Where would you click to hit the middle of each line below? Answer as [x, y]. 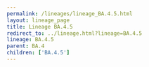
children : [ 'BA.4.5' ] [38, 53]
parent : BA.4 [26, 46]
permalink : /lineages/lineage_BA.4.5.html [70, 14]
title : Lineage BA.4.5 [40, 27]
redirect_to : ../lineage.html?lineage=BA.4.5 [74, 33]
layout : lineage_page [38, 20]
